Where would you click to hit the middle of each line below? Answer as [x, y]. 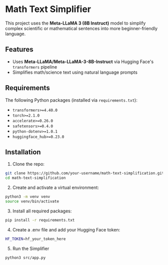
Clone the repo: [28, 164]
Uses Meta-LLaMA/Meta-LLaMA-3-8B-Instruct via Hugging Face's [83, 62]
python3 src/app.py [25, 257]
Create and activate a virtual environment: [55, 188]
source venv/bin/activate [32, 201]
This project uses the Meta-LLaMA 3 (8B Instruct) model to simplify [75, 23]
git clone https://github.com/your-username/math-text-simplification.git [85, 173]
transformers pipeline [35, 67]
